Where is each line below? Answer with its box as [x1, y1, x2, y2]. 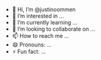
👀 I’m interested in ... [12, 12, 64, 20]
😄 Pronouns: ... [12, 41, 52, 48]
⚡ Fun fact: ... [12, 48, 46, 55]
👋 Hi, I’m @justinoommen [12, 6, 76, 13]
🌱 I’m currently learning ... [12, 19, 78, 26]
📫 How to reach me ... [12, 32, 69, 39]
